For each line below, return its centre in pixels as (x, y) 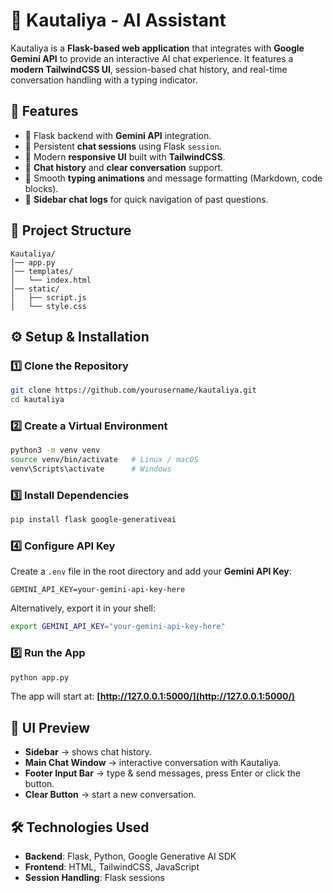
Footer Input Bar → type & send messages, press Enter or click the (162, 773)
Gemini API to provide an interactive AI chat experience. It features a (152, 58)
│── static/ (35, 289)
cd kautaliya (37, 400)
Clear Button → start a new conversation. (110, 795)
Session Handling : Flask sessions (94, 878)
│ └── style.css (48, 306)
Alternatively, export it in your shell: (83, 608)
